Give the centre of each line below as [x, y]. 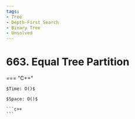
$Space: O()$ [22, 99]
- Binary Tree [23, 28]
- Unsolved [19, 33]
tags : [13, 11]
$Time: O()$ [21, 89]
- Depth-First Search [33, 22]
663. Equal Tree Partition [68, 62]
